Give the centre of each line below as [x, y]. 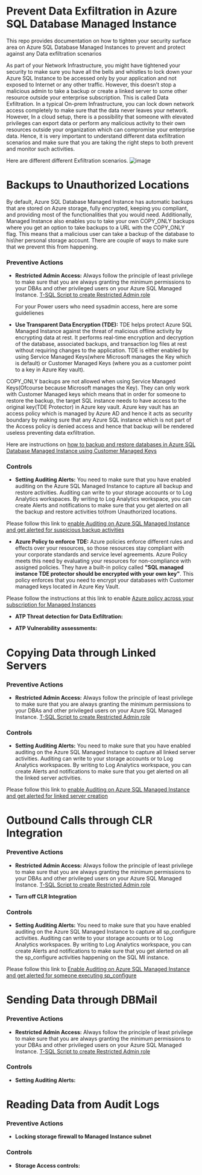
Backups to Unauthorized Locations [98, 185]
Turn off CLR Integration [46, 896]
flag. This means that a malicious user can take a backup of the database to [100, 233]
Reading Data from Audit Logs [83, 1104]
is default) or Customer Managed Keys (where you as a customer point [103, 363]
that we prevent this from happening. [52, 247]
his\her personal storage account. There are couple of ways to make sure [97, 240]
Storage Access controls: [47, 1165]
